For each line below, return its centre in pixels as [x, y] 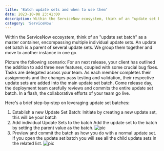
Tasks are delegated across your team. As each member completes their [78, 73]
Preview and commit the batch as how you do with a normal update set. [84, 133]
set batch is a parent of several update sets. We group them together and [79, 47]
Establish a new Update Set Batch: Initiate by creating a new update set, [84, 112]
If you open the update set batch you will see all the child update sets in [84, 138]
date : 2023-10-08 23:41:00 [32, 14]
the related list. [27, 143]
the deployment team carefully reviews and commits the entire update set [79, 88]
